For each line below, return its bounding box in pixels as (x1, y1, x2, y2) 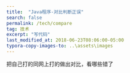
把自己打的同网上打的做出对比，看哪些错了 (6, 60, 114, 68)
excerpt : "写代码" (6, 32, 51, 38)
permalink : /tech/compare (6, 20, 72, 26)
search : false (6, 15, 43, 21)
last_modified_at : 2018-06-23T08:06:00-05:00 (6, 37, 124, 43)
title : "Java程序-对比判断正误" (6, 9, 84, 15)
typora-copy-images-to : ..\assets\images (6, 43, 114, 49)
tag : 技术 (6, 26, 29, 32)
